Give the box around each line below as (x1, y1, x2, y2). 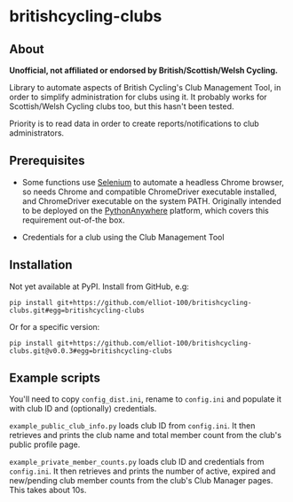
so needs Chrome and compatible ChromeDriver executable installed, (21, 186, 277, 197)
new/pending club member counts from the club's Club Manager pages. (9, 475, 273, 486)
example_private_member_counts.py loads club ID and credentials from (9, 457, 265, 467)
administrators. (9, 128, 65, 138)
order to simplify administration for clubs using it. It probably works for (9, 91, 268, 102)
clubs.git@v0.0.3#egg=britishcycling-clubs (9, 346, 173, 356)
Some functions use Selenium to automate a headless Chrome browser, (21, 176, 284, 187)
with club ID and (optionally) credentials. (9, 404, 157, 414)
